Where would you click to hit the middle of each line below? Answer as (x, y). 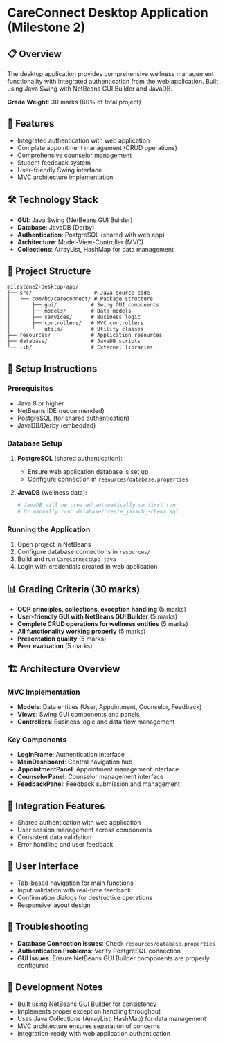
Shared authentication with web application (79, 823)
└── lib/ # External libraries (80, 347)
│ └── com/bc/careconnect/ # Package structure (80, 299)
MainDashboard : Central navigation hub (75, 762)
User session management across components (84, 830)
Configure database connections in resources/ (84, 552)
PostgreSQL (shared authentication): (70, 459)
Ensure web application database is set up (88, 472)
